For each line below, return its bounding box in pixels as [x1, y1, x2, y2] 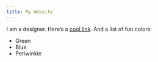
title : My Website [6, 8, 53, 15]
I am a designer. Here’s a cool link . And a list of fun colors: [6, 25, 153, 33]
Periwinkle [15, 49, 41, 57]
